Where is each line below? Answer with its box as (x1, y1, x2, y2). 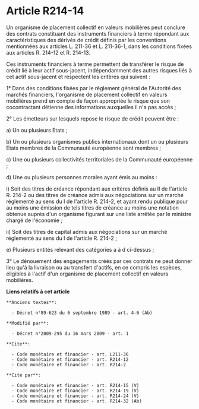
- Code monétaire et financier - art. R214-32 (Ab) (11, 398, 143, 404)
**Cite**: (6, 341, 31, 347)
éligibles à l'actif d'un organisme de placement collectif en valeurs (6, 270, 169, 277)
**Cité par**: (6, 372, 42, 378)
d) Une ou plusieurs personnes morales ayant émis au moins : (6, 173, 157, 180)
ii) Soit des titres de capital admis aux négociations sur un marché (6, 228, 168, 235)
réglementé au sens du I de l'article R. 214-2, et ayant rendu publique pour (6, 198, 188, 205)
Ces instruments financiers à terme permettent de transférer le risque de (6, 61, 184, 68)
